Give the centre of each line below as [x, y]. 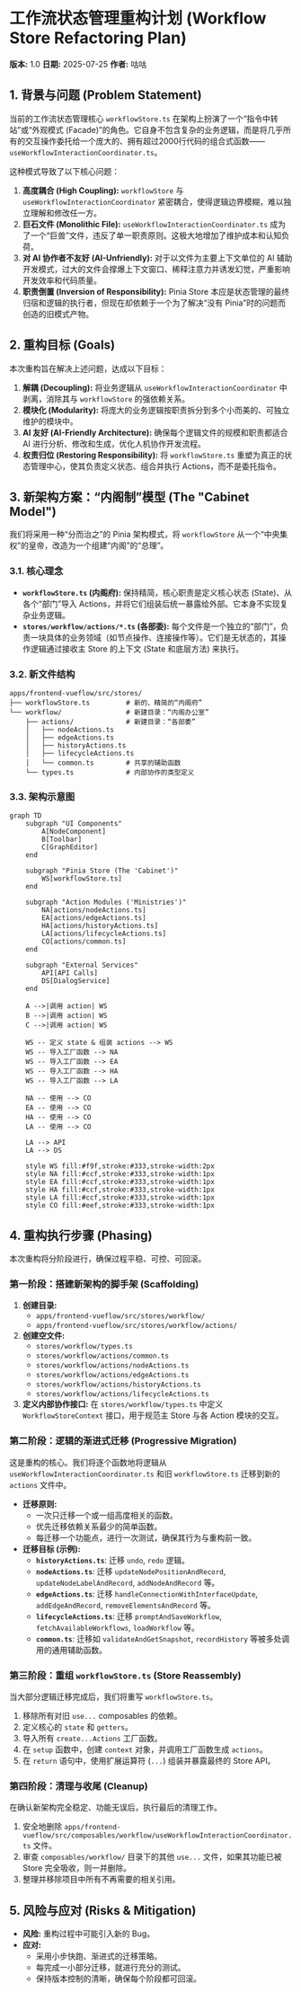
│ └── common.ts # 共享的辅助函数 [103, 763]
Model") [33, 512]
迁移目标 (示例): [51, 1549]
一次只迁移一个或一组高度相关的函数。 [106, 1515]
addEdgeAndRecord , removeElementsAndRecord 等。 [125, 1605]
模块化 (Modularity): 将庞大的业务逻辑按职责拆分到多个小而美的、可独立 [156, 410]
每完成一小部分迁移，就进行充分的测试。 [111, 1968]
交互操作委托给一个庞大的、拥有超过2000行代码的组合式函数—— [145, 141]
